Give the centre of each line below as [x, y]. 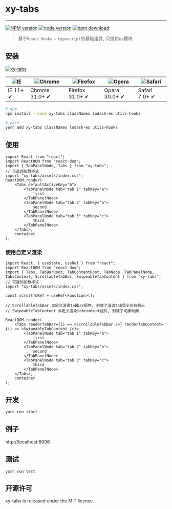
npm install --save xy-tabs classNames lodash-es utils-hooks [73, 113]
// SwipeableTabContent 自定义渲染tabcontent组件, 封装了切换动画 [72, 311]
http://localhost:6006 [28, 442]
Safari [145, 90]
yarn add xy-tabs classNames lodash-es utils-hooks [61, 128]
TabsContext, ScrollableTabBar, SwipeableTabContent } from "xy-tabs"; [83, 277]
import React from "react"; [35, 157]
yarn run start [21, 412]
